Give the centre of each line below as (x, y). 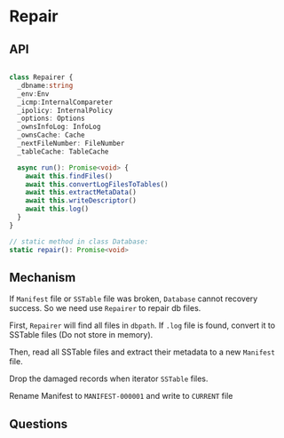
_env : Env (33, 94)
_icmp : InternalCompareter (65, 102)
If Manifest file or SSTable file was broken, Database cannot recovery (134, 299)
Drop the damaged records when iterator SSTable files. (109, 378)
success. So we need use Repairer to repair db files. (105, 308)
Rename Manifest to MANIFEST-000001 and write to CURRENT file (121, 396)
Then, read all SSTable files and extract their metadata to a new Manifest (142, 352)
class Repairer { (41, 77)
